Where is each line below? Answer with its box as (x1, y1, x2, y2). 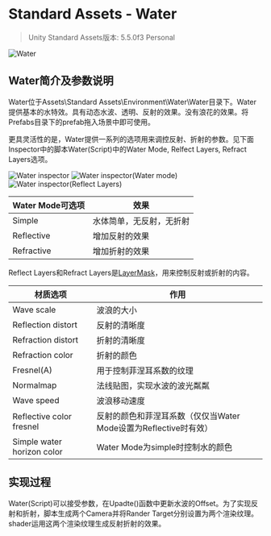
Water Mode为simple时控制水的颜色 (96, 441, 233, 452)
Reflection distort (12, 319, 78, 330)
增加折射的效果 (92, 245, 150, 256)
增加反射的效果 (92, 231, 150, 242)
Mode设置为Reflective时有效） (96, 422, 213, 434)
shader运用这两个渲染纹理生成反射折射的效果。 (8, 518, 166, 528)
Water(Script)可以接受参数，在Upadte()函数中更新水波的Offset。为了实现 (8, 498, 252, 508)
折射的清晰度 (96, 334, 145, 346)
